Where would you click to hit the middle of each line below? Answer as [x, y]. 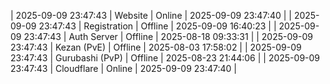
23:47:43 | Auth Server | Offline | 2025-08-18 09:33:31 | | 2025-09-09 [168, 36]
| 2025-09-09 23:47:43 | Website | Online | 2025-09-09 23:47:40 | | [151, 15]
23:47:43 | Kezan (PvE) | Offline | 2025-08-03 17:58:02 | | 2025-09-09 [156, 47]
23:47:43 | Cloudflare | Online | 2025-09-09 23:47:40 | [123, 68]
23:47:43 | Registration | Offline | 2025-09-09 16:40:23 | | [157, 26]
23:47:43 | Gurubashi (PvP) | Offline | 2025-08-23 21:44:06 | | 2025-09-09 [165, 58]
